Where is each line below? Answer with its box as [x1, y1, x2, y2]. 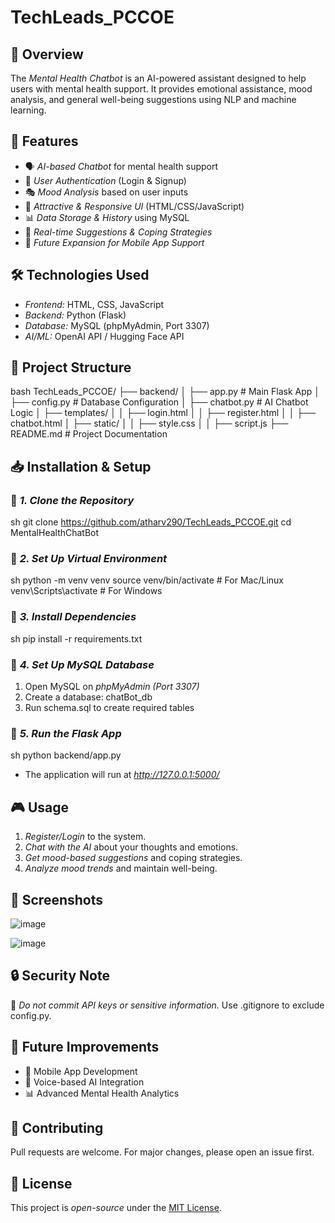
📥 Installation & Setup [10, 458, 152, 475]
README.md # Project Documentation [10, 428, 168, 440]
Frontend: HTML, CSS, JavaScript [24, 298, 165, 310]
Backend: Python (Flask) [24, 309, 127, 321]
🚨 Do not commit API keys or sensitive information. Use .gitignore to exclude [10, 999, 325, 1011]
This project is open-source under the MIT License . [10, 1202, 222, 1214]
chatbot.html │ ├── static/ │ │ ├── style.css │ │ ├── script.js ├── [10, 417, 289, 430]
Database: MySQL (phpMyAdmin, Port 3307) [24, 319, 210, 331]
